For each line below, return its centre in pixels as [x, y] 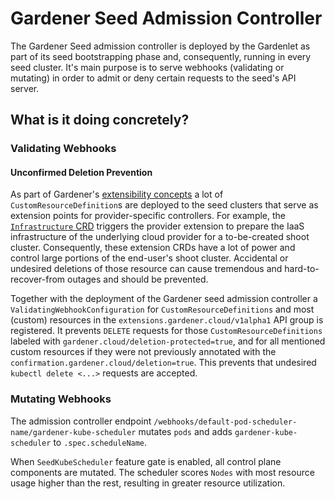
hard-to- [302, 269]
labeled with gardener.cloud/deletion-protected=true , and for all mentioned [168, 341]
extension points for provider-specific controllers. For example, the [148, 216]
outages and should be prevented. [138, 279]
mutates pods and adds [185, 431]
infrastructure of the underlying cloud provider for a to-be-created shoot [160, 237]
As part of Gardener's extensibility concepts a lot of [117, 194]
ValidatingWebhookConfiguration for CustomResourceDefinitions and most [162, 309]
